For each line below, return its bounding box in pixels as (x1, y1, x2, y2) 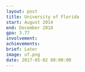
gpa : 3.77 (6, 30, 30, 36)
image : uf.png (6, 52, 41, 57)
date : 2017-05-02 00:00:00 (6, 57, 72, 63)
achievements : (6, 41, 41, 47)
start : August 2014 (6, 19, 54, 25)
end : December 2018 (6, 24, 54, 31)
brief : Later (6, 46, 38, 52)
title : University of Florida (6, 14, 80, 20)
